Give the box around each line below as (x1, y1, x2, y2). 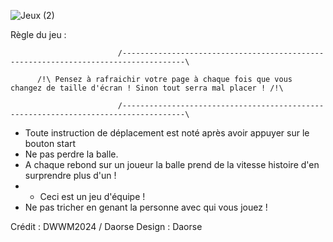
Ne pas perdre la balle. (24, 148, 119, 160)
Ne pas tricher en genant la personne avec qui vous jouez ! (24, 201, 268, 213)
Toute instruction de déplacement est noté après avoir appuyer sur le (24, 127, 310, 139)
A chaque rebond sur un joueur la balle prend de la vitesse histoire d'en (24, 159, 320, 170)
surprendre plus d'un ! (24, 170, 117, 181)
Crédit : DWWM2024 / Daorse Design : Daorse (10, 221, 203, 232)
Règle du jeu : (10, 29, 67, 40)
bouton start (24, 138, 77, 149)
